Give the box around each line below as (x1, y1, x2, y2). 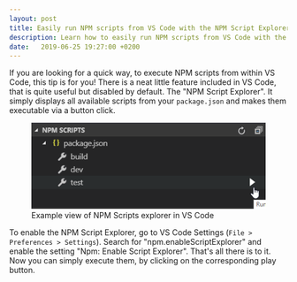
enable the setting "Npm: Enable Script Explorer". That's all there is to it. (9, 246, 271, 256)
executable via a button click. (9, 105, 117, 116)
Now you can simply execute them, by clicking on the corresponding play (9, 255, 277, 265)
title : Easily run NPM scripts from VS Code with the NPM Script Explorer (9, 23, 291, 33)
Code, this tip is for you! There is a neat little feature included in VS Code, (9, 77, 277, 88)
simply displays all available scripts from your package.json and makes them (9, 95, 287, 106)
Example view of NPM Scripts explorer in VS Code (31, 210, 215, 220)
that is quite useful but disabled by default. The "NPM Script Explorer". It (9, 87, 273, 97)
